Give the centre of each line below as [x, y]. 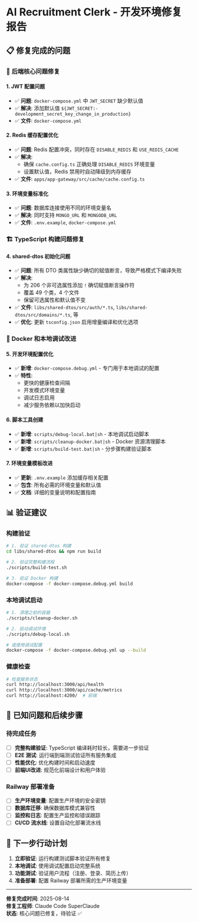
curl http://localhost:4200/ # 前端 [52, 696]
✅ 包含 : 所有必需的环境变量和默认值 [58, 485]
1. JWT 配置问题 [26, 87]
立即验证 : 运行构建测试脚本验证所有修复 [62, 858]
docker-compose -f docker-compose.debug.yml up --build [76, 650]
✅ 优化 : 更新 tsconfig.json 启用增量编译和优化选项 [76, 322]
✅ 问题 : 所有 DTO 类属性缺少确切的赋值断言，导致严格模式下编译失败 [98, 270]
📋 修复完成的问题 [38, 50]
